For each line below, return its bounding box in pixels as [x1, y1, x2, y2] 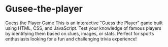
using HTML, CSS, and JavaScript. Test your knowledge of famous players [5, 25, 161, 31]
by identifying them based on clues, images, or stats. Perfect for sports [5, 30, 154, 36]
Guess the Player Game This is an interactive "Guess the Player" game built [5, 20, 163, 26]
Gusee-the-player [5, 3, 83, 15]
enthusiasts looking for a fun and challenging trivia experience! [5, 36, 137, 42]
